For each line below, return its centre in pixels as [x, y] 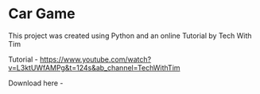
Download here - [36, 83]
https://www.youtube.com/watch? [95, 59]
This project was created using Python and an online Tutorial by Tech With [130, 36]
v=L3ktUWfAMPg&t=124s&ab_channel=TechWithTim [94, 67]
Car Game [42, 14]
